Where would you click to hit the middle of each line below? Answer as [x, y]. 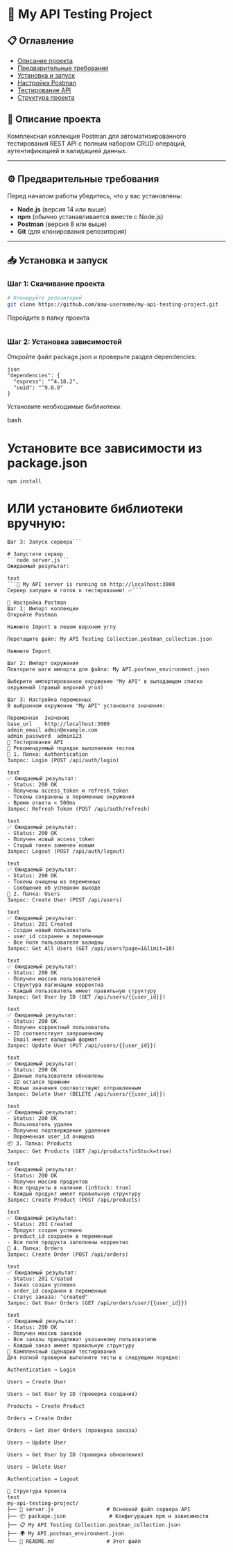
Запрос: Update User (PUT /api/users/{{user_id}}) [82, 1046]
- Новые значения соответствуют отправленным [74, 1088]
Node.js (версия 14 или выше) [62, 209]
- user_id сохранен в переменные [55, 937]
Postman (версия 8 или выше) [62, 224]
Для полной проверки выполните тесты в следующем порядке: [94, 1358]
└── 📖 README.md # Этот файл [74, 1542]
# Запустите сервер [35, 554]
